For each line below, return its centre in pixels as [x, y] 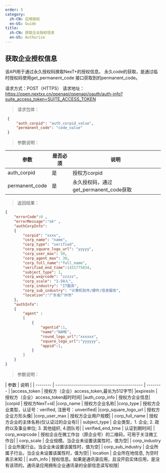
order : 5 [14, 10]
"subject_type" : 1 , [43, 272]
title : [12, 28]
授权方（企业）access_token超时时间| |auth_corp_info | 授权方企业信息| [78, 397]
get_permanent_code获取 [102, 190]
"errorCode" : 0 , [31, 217]
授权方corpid [87, 173]
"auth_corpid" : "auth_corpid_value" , [55, 123]
